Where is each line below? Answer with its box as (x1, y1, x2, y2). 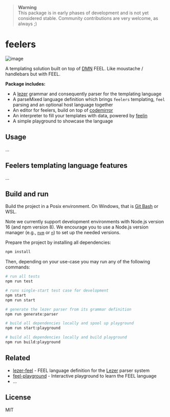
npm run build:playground (5, 340, 60, 345)
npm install (5, 249, 31, 255)
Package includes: (5, 80, 46, 87)
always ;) (17, 20, 37, 27)
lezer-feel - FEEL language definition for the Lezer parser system (12, 367, 150, 373)
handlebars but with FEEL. (5, 71, 60, 77)
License (5, 393, 31, 402)
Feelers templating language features (5, 161, 128, 170)
